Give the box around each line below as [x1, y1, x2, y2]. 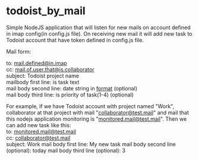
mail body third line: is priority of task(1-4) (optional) [6, 91, 134, 98]
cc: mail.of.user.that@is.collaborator [6, 65, 95, 73]
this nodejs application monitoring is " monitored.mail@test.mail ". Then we [6, 115, 187, 123]
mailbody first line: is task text [6, 79, 80, 86]
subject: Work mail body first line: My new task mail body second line [6, 140, 176, 148]
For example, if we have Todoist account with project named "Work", [6, 102, 174, 109]
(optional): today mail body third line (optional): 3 [6, 147, 126, 154]
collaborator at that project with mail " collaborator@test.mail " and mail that [6, 109, 189, 116]
